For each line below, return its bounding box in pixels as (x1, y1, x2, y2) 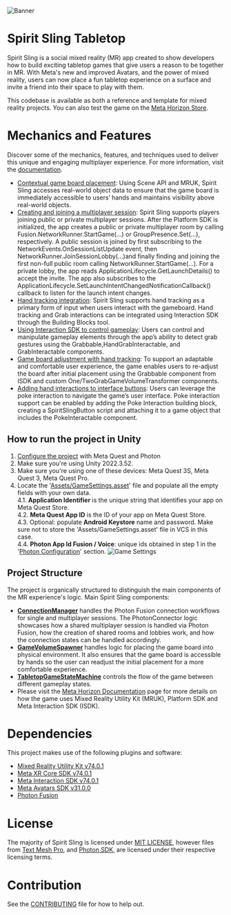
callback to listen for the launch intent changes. (17, 289, 152, 297)
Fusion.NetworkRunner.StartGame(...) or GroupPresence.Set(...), (17, 230, 201, 238)
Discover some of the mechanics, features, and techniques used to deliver (7, 151, 219, 159)
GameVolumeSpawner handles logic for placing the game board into (17, 643, 214, 651)
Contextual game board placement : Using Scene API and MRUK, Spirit (17, 178, 217, 186)
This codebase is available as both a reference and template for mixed (7, 96, 207, 104)
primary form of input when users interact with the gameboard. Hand (17, 303, 214, 311)
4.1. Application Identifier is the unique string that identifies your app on (17, 496, 223, 504)
